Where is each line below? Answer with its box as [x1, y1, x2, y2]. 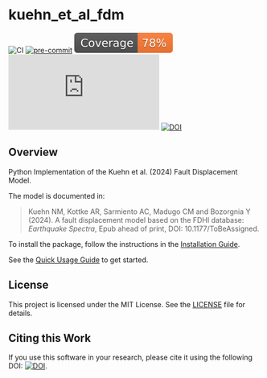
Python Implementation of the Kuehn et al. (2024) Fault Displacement [8, 166, 238, 176]
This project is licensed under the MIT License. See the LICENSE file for [8, 299, 246, 309]
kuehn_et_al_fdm [8, 6, 125, 24]
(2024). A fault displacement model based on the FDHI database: [27, 215, 244, 224]
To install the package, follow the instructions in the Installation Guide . [8, 239, 240, 249]
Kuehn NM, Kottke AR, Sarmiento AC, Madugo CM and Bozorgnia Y [27, 207, 251, 216]
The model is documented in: [8, 191, 105, 200]
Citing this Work [8, 331, 91, 345]
